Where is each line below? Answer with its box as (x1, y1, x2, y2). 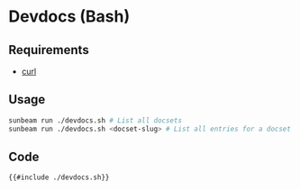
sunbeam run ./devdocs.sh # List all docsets (8, 115, 182, 125)
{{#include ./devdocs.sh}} (8, 173, 110, 182)
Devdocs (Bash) (8, 6, 131, 27)
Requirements (8, 42, 89, 58)
